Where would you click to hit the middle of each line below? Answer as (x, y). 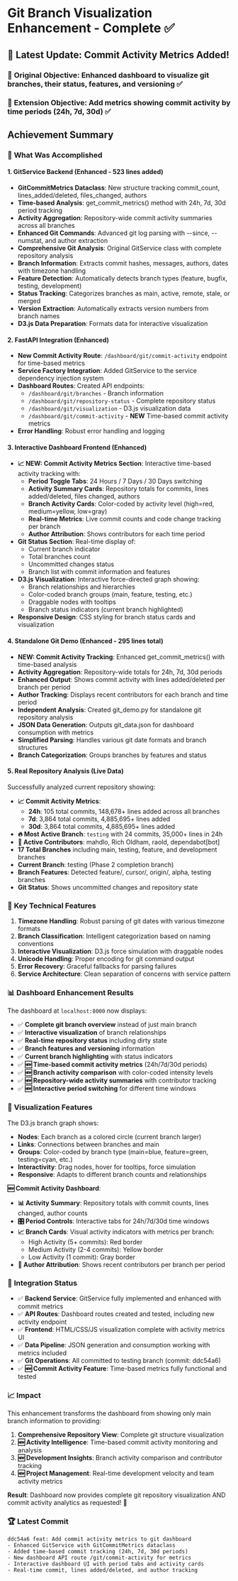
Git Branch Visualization (80, 13)
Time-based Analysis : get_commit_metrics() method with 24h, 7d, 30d (122, 202)
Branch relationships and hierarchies (82, 587)
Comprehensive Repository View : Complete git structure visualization (121, 1435)
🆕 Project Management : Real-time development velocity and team (116, 1473)
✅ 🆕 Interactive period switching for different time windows (107, 1089)
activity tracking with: (49, 474)
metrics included (42, 1353)
